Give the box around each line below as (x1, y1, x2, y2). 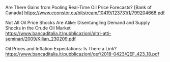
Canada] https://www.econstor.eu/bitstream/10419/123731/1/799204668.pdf (5, 10, 165, 16)
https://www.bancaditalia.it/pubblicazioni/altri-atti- (5, 30, 112, 36)
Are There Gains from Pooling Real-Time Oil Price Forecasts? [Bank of (5, 5, 152, 10)
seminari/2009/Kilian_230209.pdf (5, 36, 76, 42)
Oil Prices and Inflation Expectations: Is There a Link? (5, 46, 117, 51)
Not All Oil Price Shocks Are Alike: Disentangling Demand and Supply (5, 20, 150, 25)
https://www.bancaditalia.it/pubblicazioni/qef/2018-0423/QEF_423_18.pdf (5, 51, 159, 57)
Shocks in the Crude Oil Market (5, 25, 71, 31)
